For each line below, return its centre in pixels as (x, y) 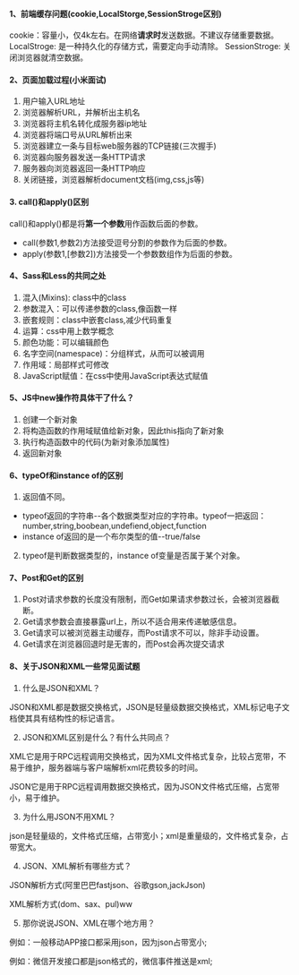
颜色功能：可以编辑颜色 (65, 342)
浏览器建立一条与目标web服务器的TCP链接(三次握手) (119, 146)
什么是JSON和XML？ (61, 688)
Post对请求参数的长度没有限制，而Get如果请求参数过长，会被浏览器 (147, 599)
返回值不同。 (46, 497)
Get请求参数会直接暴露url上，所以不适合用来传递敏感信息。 (132, 621)
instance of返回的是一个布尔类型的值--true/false (111, 536)
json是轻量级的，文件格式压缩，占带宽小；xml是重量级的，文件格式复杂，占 (149, 835)
